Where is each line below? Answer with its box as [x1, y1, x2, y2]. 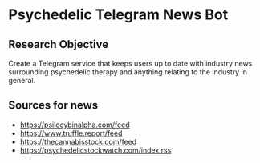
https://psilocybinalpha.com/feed [19, 120, 130, 129]
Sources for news [8, 98, 99, 113]
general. [8, 76, 36, 85]
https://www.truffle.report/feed [19, 128, 123, 137]
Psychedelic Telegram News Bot [8, 6, 229, 24]
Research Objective [8, 38, 109, 51]
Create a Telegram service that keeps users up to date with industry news [8, 58, 253, 68]
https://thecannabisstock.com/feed [19, 137, 137, 146]
